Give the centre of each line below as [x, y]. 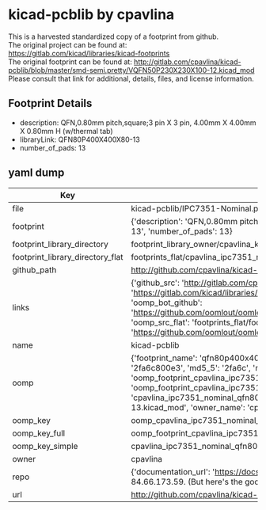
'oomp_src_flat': [160, 322]
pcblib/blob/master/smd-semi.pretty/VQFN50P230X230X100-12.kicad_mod [131, 70]
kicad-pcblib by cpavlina [91, 15]
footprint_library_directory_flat [68, 257]
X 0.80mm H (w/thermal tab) [66, 131]
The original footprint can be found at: [70, 62]
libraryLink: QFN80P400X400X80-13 [80, 139]
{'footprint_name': [164, 358]
